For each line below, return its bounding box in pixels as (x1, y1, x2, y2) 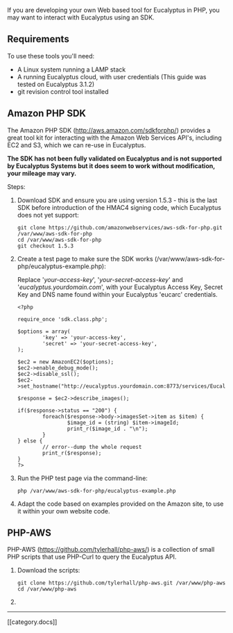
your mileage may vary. (7, 169, 77, 177)
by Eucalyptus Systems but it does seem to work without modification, (7, 161, 215, 170)
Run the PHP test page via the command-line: (17, 474, 148, 482)
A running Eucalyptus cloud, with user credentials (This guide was (17, 72, 207, 81)
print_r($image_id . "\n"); (67, 425, 148, 432)
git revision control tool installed (17, 87, 109, 96)
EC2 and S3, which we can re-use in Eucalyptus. (7, 140, 146, 149)
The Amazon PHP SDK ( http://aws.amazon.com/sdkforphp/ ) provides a (7, 126, 211, 134)
